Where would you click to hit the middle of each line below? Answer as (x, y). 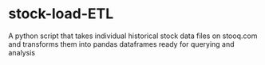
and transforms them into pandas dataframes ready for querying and (121, 44)
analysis (22, 52)
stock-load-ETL (61, 14)
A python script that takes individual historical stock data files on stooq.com (133, 36)
